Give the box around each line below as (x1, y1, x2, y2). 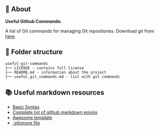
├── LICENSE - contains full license (5, 65, 84, 70)
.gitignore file (12, 120, 40, 126)
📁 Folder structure (5, 48, 63, 56)
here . (5, 33, 16, 39)
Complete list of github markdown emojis (12, 109, 98, 115)
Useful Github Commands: (5, 18, 62, 24)
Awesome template (12, 114, 53, 120)
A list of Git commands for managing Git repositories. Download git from (5, 28, 154, 34)
